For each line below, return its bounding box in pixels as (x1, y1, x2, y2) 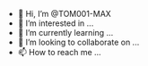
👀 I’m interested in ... (17, 18, 94, 29)
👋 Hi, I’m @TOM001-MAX (17, 9, 112, 19)
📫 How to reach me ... (17, 47, 101, 57)
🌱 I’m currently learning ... (17, 28, 114, 37)
